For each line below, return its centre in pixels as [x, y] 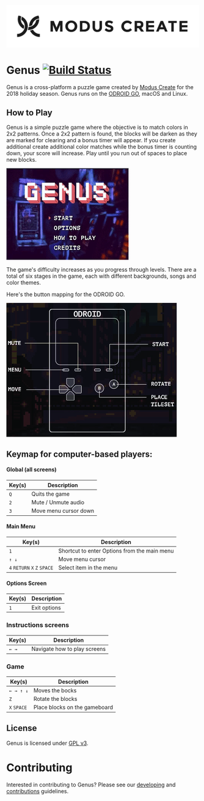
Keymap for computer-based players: [79, 454]
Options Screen [27, 583]
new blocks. [22, 160]
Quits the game [51, 494]
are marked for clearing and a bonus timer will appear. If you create [91, 140]
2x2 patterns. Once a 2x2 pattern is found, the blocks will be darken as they [102, 134]
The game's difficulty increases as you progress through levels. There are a [101, 270]
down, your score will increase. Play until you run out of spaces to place [97, 153]
